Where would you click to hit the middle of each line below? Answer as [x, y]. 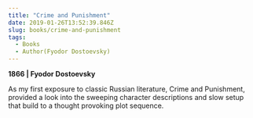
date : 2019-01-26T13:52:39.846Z [61, 23]
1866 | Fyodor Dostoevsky [52, 74]
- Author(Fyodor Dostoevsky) [63, 52]
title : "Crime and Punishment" [59, 15]
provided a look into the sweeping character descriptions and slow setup [126, 97]
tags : [17, 37]
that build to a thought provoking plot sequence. [86, 105]
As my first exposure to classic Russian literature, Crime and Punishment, [126, 89]
